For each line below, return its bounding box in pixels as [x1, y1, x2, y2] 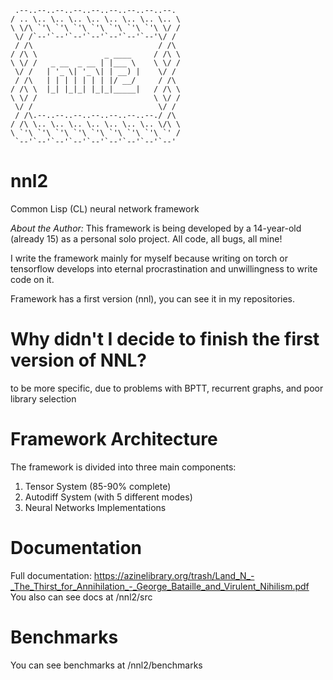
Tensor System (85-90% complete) [24, 480, 172, 492]
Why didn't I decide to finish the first [10, 328, 320, 351]
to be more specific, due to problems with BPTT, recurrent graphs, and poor [10, 382, 324, 394]
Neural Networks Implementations [24, 501, 167, 513]
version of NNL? [10, 349, 147, 372]
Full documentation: [10, 569, 92, 581]
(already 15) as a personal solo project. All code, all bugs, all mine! [10, 232, 283, 245]
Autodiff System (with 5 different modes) [24, 491, 193, 503]
